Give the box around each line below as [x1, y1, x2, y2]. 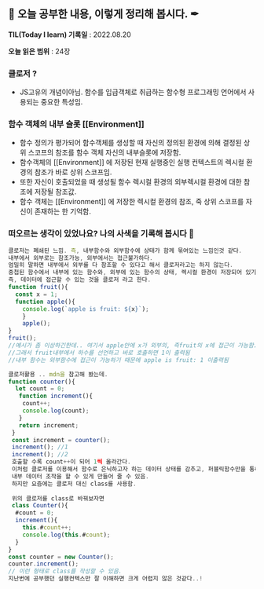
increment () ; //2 [11, 451, 68, 459]
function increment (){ [18, 392, 93, 401]
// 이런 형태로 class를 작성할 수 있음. [8, 568, 123, 576]
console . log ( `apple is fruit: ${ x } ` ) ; [22, 305, 149, 313]
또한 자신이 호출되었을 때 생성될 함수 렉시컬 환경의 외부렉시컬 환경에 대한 [19, 177, 242, 187]
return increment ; [18, 421, 79, 430]
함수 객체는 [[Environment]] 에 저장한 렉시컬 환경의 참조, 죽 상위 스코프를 [19, 197, 244, 207]
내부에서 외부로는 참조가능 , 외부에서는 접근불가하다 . [8, 254, 153, 262]
